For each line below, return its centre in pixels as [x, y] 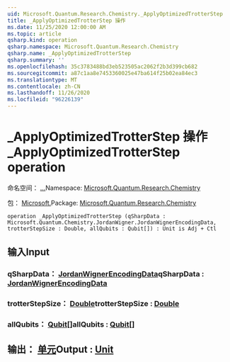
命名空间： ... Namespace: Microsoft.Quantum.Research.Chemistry [104, 188]
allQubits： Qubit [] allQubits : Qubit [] [71, 324]
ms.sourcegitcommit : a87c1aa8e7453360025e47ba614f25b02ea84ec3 [103, 73]
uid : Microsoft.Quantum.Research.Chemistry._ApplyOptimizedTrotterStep [115, 14]
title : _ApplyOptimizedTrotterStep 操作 [67, 21]
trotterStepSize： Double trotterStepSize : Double [93, 304]
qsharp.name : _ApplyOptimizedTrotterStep [69, 54]
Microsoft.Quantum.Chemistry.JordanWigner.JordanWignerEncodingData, [112, 222]
